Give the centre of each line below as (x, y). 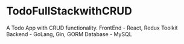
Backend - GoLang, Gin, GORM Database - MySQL (69, 34)
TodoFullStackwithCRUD (69, 11)
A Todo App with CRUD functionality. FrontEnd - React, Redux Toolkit (92, 28)
